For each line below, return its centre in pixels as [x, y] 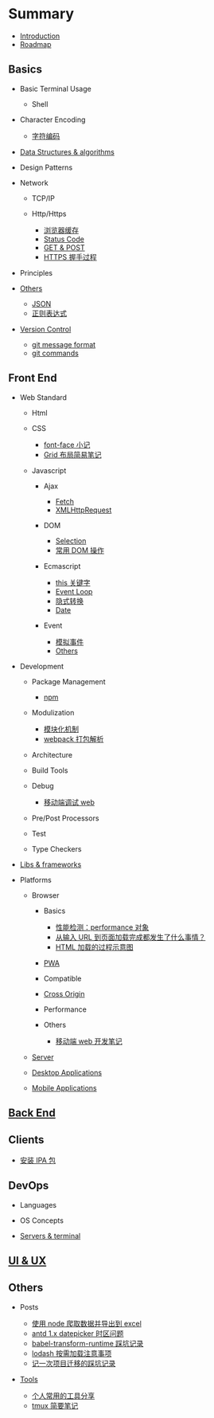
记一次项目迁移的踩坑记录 [74, 1363]
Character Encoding [53, 119]
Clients [26, 1140]
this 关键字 [73, 582]
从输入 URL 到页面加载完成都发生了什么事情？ [130, 937]
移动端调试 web [69, 802]
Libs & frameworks [51, 864]
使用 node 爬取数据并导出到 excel [86, 1323]
